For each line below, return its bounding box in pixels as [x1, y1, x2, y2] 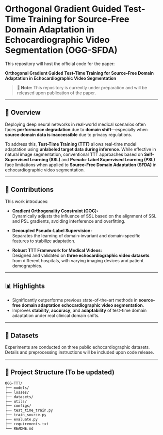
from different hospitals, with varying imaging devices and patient [12, 257, 144, 263]
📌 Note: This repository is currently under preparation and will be [16, 84, 147, 90]
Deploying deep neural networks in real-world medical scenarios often [5, 121, 146, 127]
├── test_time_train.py [5, 408, 53, 413]
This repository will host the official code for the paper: [5, 61, 115, 67]
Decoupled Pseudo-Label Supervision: [12, 227, 92, 234]
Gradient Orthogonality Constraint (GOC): [12, 208, 98, 214]
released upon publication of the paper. [16, 90, 96, 96]
